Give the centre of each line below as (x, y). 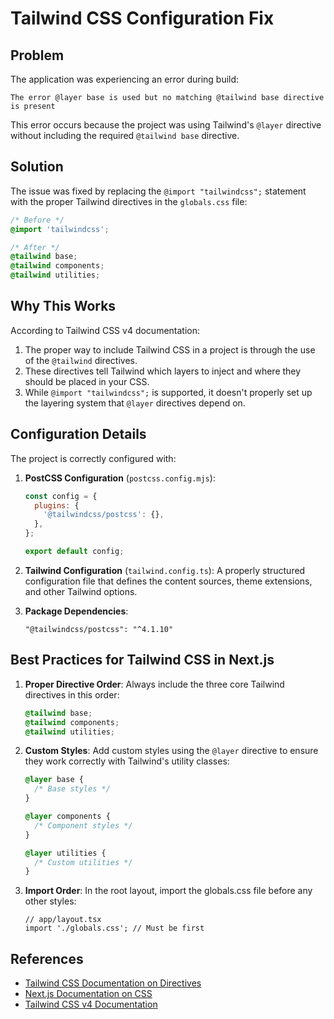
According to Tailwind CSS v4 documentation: (105, 330)
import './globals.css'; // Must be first (114, 928)
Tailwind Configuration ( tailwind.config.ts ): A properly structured (165, 570)
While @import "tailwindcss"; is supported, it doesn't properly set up (168, 392)
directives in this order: (72, 694)
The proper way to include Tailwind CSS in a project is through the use (170, 349)
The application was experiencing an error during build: (125, 79)
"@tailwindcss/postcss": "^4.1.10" (99, 629)
